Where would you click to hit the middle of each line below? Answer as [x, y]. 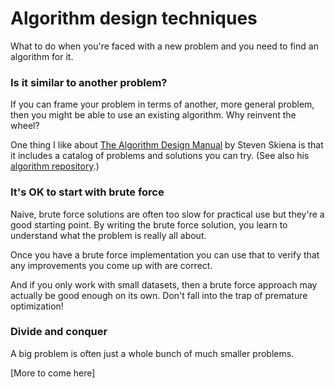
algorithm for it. [42, 56]
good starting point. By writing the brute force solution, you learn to [149, 224]
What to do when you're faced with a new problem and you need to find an [164, 46]
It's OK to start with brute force [87, 192]
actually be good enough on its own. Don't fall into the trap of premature [159, 295]
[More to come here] [53, 373]
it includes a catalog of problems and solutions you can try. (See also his [160, 156]
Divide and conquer [59, 332]
